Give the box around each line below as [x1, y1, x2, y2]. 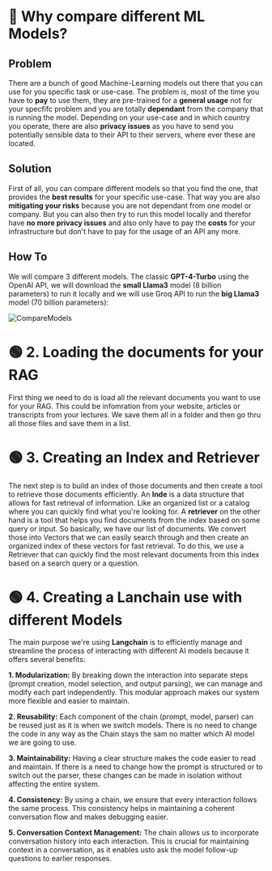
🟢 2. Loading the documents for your [8, 343, 264, 361]
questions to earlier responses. [8, 854, 112, 864]
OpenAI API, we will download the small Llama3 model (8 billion [8, 280, 222, 290]
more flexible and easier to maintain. [8, 696, 130, 706]
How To [8, 250, 48, 264]
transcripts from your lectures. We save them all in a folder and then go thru [8, 409, 261, 420]
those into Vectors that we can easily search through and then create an [8, 532, 249, 542]
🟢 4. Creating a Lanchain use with [8, 587, 243, 606]
